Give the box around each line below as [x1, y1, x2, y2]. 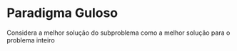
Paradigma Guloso [6, 5, 118, 21]
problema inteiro [6, 35, 55, 44]
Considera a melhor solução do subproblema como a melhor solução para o [6, 28, 231, 37]
